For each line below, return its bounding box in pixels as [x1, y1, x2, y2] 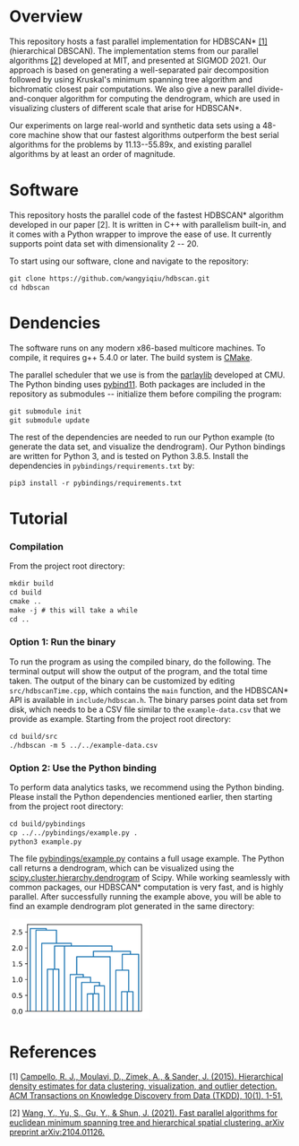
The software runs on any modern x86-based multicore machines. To [9, 343, 266, 353]
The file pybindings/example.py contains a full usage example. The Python [9, 853, 285, 864]
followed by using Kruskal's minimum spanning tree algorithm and [9, 74, 253, 84]
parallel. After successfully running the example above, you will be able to [9, 890, 282, 902]
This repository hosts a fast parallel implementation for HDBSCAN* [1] [9, 36, 269, 47]
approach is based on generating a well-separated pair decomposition [9, 65, 269, 75]
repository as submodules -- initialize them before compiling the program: [9, 388, 282, 399]
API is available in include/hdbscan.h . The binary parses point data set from [9, 694, 288, 705]
